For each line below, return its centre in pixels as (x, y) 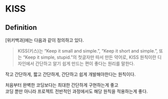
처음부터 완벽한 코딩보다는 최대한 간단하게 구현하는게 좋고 (62, 85)
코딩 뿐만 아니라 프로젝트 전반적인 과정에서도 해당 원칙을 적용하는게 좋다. (76, 91)
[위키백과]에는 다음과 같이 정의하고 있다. (45, 40)
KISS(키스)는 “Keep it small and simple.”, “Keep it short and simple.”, (88, 51)
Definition (21, 28)
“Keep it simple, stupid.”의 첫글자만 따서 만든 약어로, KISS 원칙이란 (90, 57)
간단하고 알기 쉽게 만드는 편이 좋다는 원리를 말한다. (85, 63)
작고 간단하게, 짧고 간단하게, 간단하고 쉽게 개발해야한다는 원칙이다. (71, 74)
